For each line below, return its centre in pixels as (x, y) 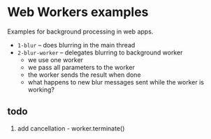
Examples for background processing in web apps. (80, 31)
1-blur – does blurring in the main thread (76, 45)
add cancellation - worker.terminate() (71, 128)
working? (41, 89)
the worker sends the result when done (84, 75)
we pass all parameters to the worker (81, 67)
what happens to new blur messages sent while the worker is (116, 82)
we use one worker (56, 59)
